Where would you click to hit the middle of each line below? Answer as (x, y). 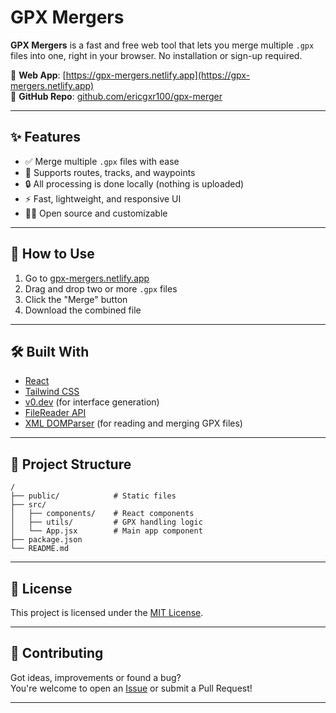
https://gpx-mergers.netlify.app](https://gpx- (158, 75)
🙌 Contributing (57, 653)
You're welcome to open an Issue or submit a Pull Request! (131, 688)
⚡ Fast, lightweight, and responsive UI (103, 198)
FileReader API (55, 413)
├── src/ (28, 505)
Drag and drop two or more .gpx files (101, 288)
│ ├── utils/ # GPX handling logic (106, 522)
